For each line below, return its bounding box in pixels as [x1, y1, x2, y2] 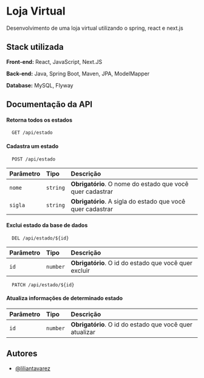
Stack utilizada [6, 42, 64, 52]
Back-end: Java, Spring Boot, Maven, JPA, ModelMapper [6, 70, 150, 77]
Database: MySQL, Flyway [6, 81, 74, 89]
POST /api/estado [12, 156, 56, 162]
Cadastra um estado [6, 142, 59, 149]
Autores [6, 348, 38, 359]
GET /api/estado [12, 129, 53, 136]
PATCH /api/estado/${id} [12, 281, 75, 288]
